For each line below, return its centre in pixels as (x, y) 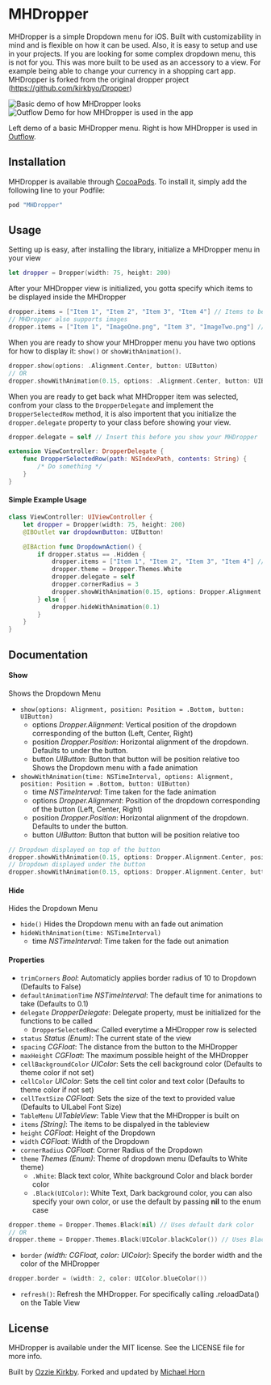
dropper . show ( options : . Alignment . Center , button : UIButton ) (113, 366)
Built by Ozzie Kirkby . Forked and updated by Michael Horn (107, 1371)
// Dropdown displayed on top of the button (84, 849)
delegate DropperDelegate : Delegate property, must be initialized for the (140, 1012)
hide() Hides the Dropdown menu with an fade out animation (121, 924)
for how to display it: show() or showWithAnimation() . (95, 351)
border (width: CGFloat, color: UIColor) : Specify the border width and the (141, 1256)
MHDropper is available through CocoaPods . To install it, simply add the (128, 181)
